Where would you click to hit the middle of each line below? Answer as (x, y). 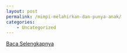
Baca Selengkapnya (30, 44)
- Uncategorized (37, 27)
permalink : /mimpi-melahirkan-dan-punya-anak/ (64, 17)
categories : (20, 22)
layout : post (22, 11)
